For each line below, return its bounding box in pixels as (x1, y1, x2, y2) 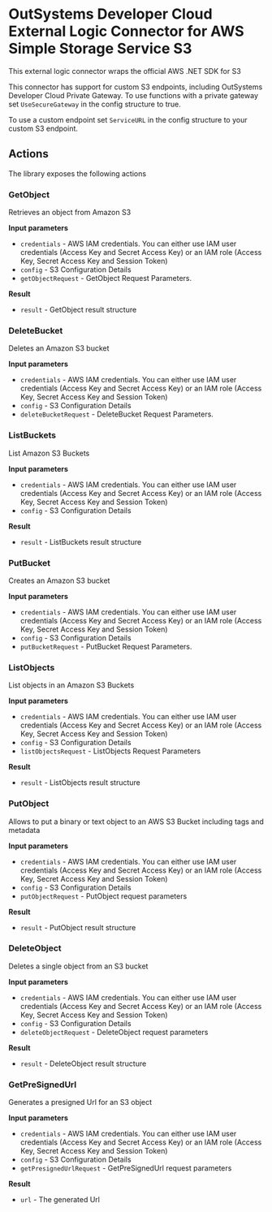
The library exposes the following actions (8, 168, 147, 179)
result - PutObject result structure (19, 922, 136, 932)
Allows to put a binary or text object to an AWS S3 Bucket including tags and (8, 817, 264, 826)
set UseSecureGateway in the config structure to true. (8, 99, 181, 109)
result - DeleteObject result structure (19, 1059, 147, 1068)
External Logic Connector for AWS (8, 22, 245, 41)
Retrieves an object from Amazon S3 (8, 208, 132, 218)
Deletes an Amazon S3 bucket (8, 343, 110, 353)
